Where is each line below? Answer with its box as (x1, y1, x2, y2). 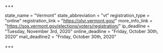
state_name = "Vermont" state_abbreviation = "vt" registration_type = (5, 12, 150, 18)
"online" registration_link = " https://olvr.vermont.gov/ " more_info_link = (5, 18, 153, 23)
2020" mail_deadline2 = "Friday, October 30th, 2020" (5, 33, 117, 39)
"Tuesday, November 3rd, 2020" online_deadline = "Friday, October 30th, (5, 28, 158, 34)
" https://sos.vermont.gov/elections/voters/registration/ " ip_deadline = (5, 23, 150, 29)
